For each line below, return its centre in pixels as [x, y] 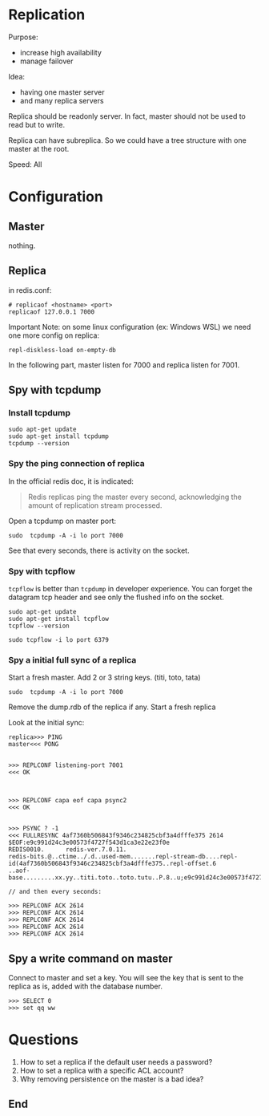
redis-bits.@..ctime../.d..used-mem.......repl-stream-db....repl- [123, 857]
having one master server [62, 92]
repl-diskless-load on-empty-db [62, 350]
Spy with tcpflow [42, 571]
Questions [43, 1040]
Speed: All [25, 164]
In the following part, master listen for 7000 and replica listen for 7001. [124, 365]
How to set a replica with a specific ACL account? [102, 1071]
